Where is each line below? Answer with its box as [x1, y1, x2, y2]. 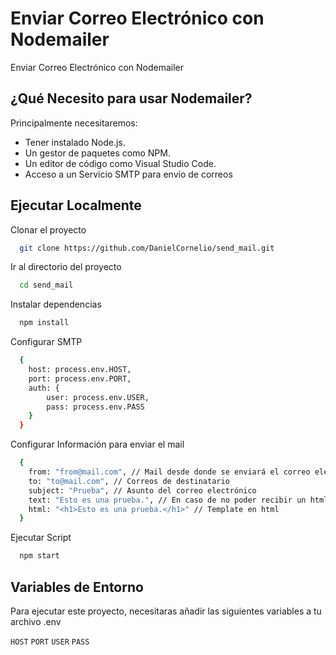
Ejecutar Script [10, 532, 72, 544]
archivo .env [10, 616, 62, 627]
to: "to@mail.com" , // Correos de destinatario [28, 476, 230, 486]
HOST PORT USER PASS [10, 637, 90, 647]
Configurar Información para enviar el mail [10, 438, 185, 451]
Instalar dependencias [10, 298, 102, 311]
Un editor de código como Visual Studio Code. [24, 157, 217, 169]
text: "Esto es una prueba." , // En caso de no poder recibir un [28, 495, 307, 505]
